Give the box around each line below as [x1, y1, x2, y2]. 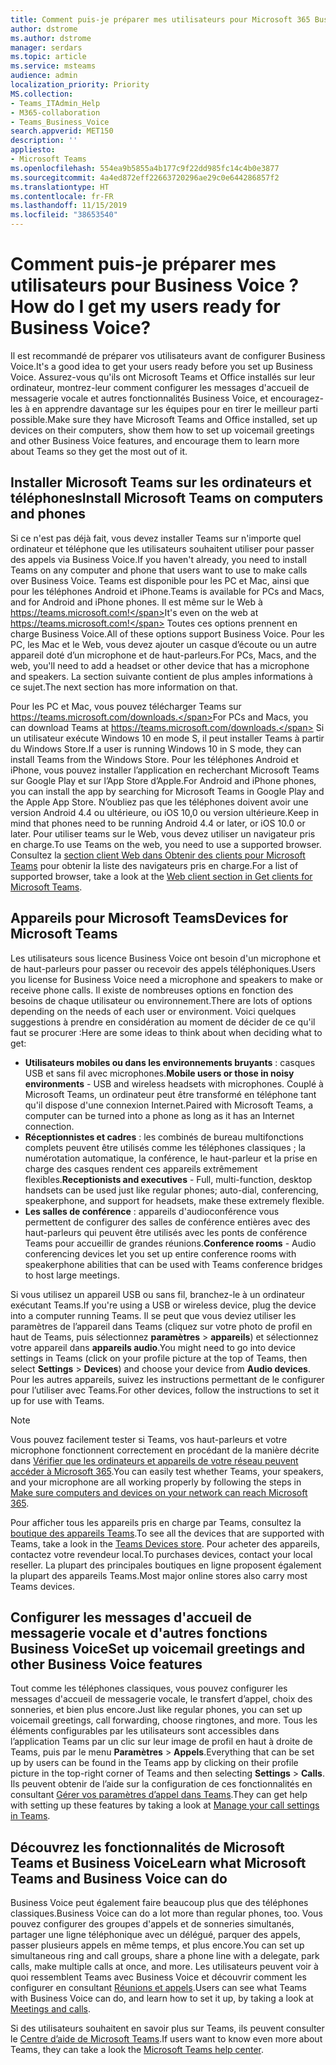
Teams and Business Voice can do [10, 1870, 228, 1887]
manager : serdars [10, 42, 83, 53]
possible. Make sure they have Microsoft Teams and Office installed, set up [10, 413, 318, 425]
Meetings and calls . [10, 2003, 91, 2015]
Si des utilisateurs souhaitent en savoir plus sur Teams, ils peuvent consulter [10, 2022, 325, 2035]
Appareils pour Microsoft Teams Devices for [10, 910, 289, 927]
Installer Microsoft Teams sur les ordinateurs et [10, 474, 312, 491]
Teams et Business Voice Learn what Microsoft [10, 1854, 307, 1871]
